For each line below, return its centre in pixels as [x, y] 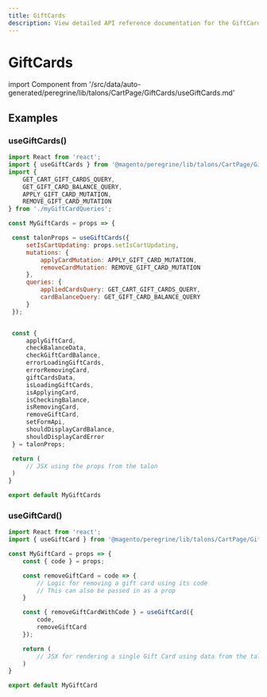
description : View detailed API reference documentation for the [118, 23]
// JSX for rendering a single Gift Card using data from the [142, 656]
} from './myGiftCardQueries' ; [60, 209]
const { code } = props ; [64, 561]
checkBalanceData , [56, 348]
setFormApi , [46, 422]
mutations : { [47, 253]
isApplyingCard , [53, 392]
